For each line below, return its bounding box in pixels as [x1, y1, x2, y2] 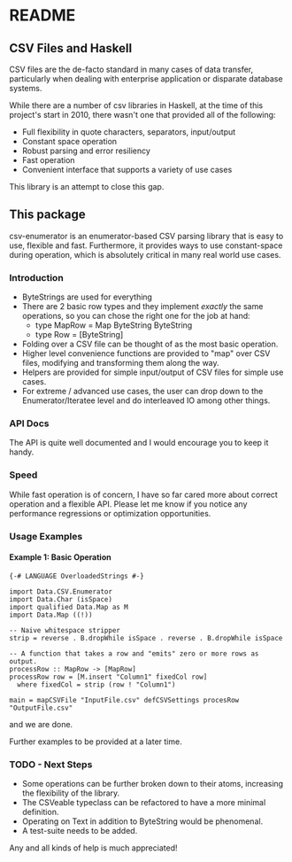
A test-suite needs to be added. [21, 826, 138, 836]
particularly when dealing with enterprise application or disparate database [9, 74, 283, 84]
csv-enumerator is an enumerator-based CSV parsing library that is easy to [9, 230, 284, 241]
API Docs [9, 417, 50, 430]
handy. [9, 447, 35, 457]
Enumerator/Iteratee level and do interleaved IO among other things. [21, 395, 271, 406]
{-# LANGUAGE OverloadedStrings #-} [9, 571, 144, 580]
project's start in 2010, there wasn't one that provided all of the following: [9, 110, 276, 120]
